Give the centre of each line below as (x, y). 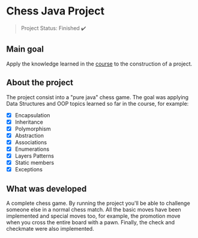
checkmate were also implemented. (50, 228)
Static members (34, 163)
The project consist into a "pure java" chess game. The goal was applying (97, 97)
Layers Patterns (34, 156)
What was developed (46, 188)
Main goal (25, 49)
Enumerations (32, 149)
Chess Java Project (55, 11)
